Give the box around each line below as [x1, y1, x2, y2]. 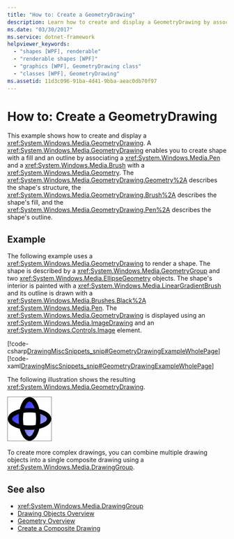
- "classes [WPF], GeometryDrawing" [13, 70, 120, 77]
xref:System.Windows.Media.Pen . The [7, 304, 117, 312]
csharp [7, 347, 28, 355]
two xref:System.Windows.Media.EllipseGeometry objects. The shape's [7, 274, 212, 283]
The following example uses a [7, 252, 93, 260]
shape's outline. [7, 213, 54, 221]
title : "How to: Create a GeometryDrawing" [7, 11, 136, 18]
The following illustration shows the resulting [7, 376, 136, 384]
